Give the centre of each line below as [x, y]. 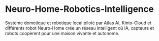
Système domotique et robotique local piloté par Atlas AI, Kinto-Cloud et [78, 23]
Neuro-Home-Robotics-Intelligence [79, 9]
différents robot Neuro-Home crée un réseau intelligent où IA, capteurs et [79, 28]
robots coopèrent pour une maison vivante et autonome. [62, 33]
